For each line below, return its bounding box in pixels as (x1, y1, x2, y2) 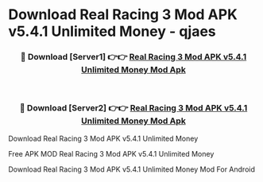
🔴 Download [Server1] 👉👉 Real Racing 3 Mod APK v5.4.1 (20, 52, 247, 63)
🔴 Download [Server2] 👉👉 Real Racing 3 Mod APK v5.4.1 (19, 103, 248, 114)
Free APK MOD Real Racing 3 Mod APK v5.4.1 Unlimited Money (8, 149, 215, 158)
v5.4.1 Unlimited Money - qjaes (8, 22, 216, 41)
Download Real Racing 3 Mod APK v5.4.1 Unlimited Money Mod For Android (8, 165, 256, 174)
